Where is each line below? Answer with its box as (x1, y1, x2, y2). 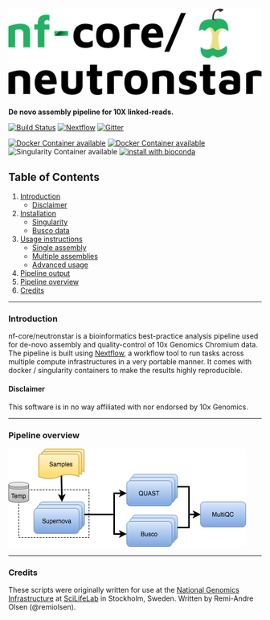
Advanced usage (31, 260, 88, 269)
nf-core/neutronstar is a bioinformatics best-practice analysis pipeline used (8, 331, 259, 341)
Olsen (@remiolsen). (8, 602, 76, 612)
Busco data (31, 226, 70, 236)
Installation (19, 209, 57, 219)
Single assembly (31, 243, 87, 253)
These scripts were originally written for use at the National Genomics (8, 585, 239, 595)
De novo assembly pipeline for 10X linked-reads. (8, 107, 174, 117)
